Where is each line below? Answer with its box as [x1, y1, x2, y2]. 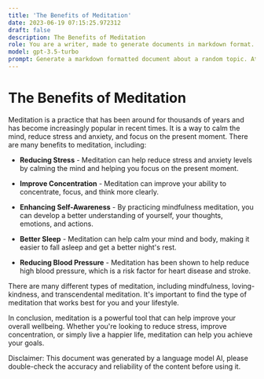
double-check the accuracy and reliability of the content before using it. [8, 362, 241, 371]
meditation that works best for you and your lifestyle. [8, 297, 179, 307]
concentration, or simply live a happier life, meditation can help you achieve [8, 330, 253, 339]
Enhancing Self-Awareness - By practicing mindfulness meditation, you [19, 202, 254, 212]
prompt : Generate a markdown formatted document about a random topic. [8, 56, 247, 64]
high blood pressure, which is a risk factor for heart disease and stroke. [19, 266, 251, 275]
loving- [231, 281, 255, 290]
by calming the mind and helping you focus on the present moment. [19, 163, 239, 173]
